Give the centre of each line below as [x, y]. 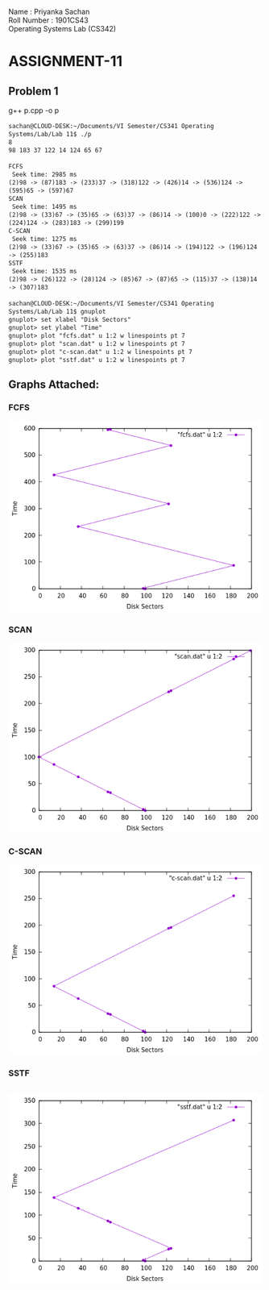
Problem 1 [33, 91]
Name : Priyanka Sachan [49, 12]
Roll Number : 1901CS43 [48, 20]
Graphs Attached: [54, 385]
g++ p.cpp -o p [34, 110]
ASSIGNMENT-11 [66, 62]
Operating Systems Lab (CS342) [62, 29]
